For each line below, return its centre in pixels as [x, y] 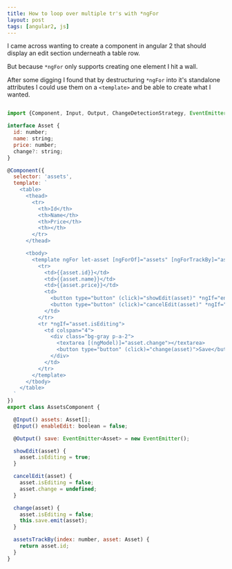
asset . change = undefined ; [58, 489]
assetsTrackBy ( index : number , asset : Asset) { [81, 540]
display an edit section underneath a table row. [74, 53]
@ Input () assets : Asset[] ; [52, 419]
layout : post [26, 20]
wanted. [19, 94]
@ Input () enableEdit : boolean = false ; [71, 426]
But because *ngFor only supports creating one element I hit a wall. [103, 67]
